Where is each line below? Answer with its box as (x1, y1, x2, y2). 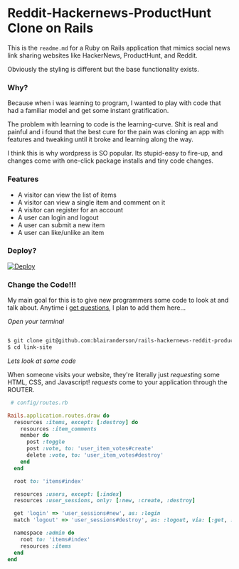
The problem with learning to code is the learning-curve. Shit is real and (7, 120, 218, 129)
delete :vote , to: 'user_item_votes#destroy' (26, 452, 164, 459)
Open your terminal (7, 318, 64, 326)
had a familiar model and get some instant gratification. (7, 107, 169, 115)
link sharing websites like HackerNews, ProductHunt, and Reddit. (7, 51, 198, 60)
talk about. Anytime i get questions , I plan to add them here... (7, 303, 186, 312)
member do (20, 432, 50, 439)
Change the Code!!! (7, 279, 77, 289)
